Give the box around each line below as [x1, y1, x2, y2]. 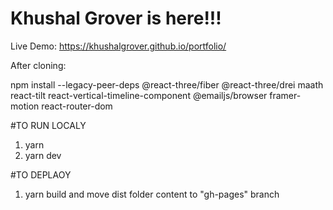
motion [10, 100, 40, 112]
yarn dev [24, 149, 62, 161]
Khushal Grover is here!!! [10, 7, 222, 30]
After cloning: [10, 59, 67, 71]
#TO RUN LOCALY [10, 119, 87, 131]
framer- [269, 89, 302, 101]
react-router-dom [41, 100, 113, 112]
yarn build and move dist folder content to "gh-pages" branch [24, 188, 280, 200]
